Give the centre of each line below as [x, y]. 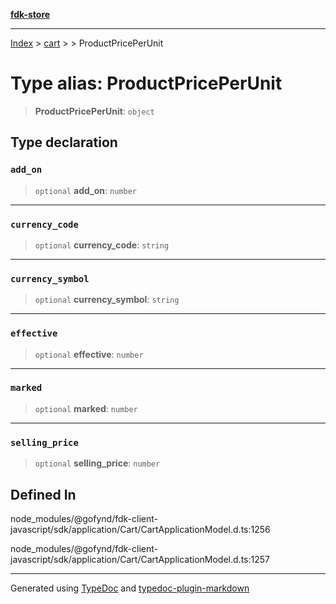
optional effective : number [89, 354]
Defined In [43, 494]
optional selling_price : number [97, 463]
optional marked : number [86, 408]
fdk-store [30, 14]
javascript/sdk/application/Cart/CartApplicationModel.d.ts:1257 [140, 559]
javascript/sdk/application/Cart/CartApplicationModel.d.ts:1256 [140, 529]
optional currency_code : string [102, 245]
